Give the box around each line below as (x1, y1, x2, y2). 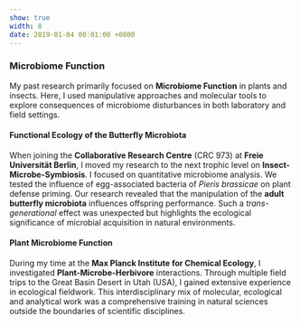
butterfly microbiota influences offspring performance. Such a (9, 198, 244, 209)
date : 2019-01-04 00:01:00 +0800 (9, 30, 136, 39)
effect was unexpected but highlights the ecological (58, 207, 251, 218)
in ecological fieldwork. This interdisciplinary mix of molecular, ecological (9, 286, 283, 298)
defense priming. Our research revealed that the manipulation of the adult (9, 188, 285, 199)
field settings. (9, 109, 61, 120)
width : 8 (9, 22, 42, 31)
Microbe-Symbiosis (9, 169, 86, 180)
